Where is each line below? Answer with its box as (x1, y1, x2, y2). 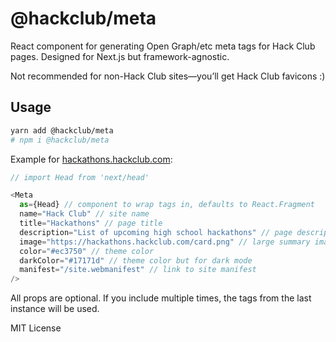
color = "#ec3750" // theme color (19, 246, 155, 256)
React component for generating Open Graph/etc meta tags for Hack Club (10, 40, 316, 52)
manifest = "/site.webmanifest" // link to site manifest (19, 265, 257, 275)
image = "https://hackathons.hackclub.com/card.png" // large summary (19, 237, 311, 247)
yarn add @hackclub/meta (10, 125, 114, 136)
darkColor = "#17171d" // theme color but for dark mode (19, 255, 253, 266)
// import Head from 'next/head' (10, 172, 150, 182)
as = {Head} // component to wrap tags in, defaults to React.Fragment (19, 200, 315, 210)
